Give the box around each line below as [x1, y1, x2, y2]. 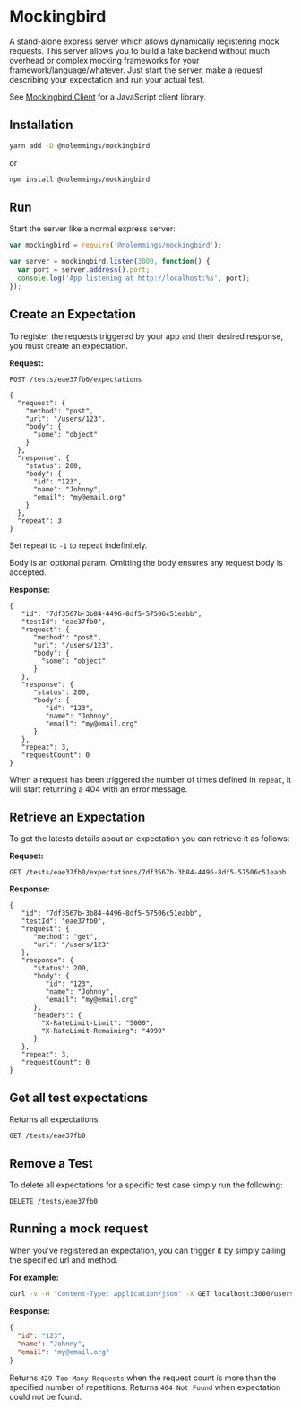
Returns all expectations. [9, 1114, 101, 1125]
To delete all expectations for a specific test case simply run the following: [9, 1179, 283, 1190]
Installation [9, 117, 73, 133]
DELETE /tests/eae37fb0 [9, 1196, 99, 1205]
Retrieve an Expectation [9, 809, 146, 824]
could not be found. [9, 1392, 82, 1402]
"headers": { [32, 1011, 82, 1020]
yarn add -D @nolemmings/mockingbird [9, 141, 150, 150]
